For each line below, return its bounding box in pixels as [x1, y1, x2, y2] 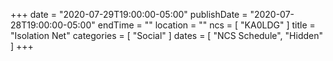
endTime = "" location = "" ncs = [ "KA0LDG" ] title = [97, 19, 316, 31]
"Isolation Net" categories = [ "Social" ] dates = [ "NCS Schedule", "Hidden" [10, 30, 324, 41]
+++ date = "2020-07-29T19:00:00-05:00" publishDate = [10, 9, 248, 20]
